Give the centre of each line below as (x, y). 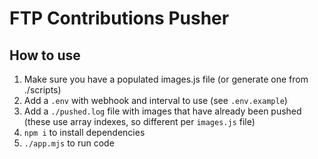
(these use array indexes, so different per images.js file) (139, 121)
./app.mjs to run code (69, 143)
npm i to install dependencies (84, 132)
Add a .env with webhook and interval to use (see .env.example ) (155, 100)
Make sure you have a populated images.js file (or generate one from (166, 79)
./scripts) (42, 90)
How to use (45, 55)
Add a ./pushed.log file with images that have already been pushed (162, 111)
